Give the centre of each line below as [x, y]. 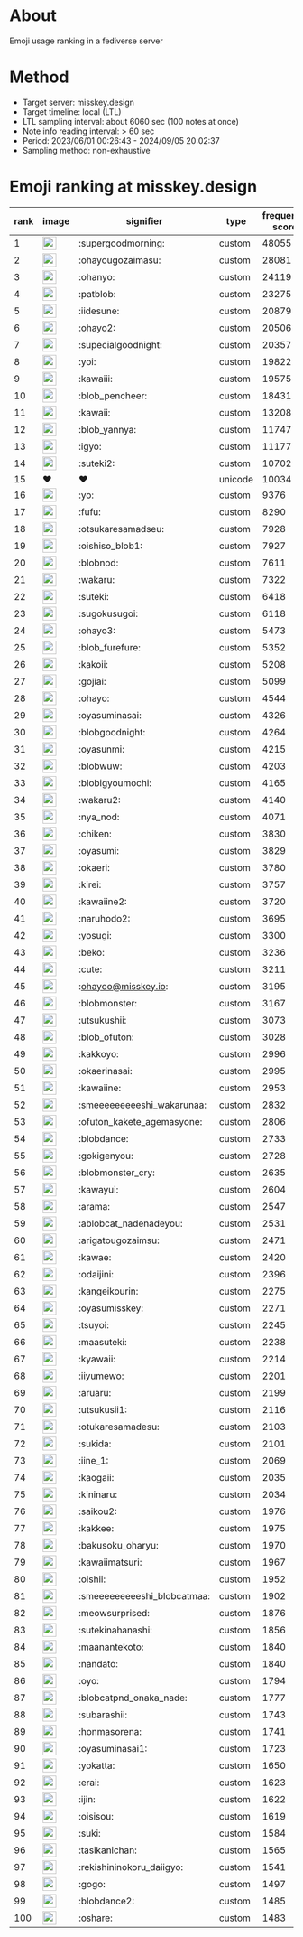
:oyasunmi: [101, 749]
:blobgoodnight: [112, 732]
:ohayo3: [96, 631]
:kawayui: [98, 1189]
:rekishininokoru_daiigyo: [131, 1867]
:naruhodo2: [104, 918]
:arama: [94, 1206]
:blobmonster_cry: [116, 1173]
